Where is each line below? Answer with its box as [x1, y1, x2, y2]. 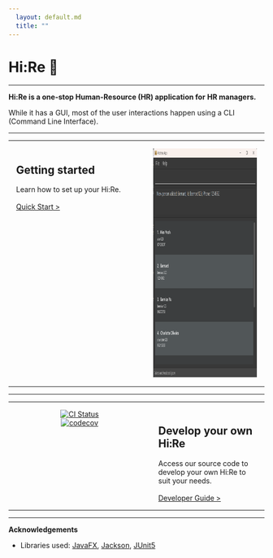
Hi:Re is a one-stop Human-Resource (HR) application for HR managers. [8, 92, 257, 102]
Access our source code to [158, 458, 249, 468]
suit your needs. [158, 476, 213, 486]
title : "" [15, 21, 49, 30]
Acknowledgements [8, 525, 79, 534]
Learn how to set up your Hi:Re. [15, 185, 121, 194]
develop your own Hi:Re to [158, 467, 246, 477]
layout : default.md [15, 13, 82, 21]
